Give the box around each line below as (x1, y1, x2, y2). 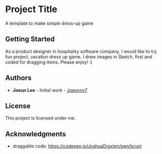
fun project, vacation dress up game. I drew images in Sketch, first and (5, 54, 152, 60)
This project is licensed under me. (5, 115, 76, 121)
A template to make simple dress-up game (5, 20, 93, 26)
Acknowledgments (5, 130, 67, 138)
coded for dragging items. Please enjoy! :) (5, 59, 92, 65)
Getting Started (5, 35, 55, 43)
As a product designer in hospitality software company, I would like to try (5, 48, 157, 54)
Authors (5, 74, 32, 82)
